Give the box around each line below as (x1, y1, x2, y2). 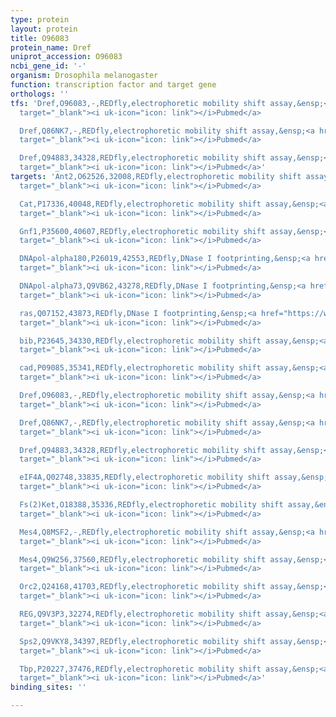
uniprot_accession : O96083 (10, 52, 123, 62)
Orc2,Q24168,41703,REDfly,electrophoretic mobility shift (19, 582, 267, 592)
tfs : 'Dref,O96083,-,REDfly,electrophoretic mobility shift (10, 98, 267, 108)
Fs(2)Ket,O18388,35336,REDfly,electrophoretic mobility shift (19, 500, 284, 510)
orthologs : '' (10, 89, 70, 99)
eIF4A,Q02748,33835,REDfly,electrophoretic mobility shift (19, 472, 271, 483)
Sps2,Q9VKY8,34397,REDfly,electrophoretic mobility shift (19, 636, 267, 646)
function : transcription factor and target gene (10, 80, 217, 90)
